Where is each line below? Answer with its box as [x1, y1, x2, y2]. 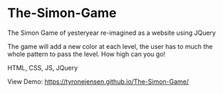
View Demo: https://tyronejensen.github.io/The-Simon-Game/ [7, 77, 190, 86]
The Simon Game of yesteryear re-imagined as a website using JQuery [7, 28, 216, 37]
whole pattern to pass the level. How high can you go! [7, 50, 166, 58]
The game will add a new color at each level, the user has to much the [7, 42, 213, 50]
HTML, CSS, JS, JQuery [7, 63, 78, 72]
